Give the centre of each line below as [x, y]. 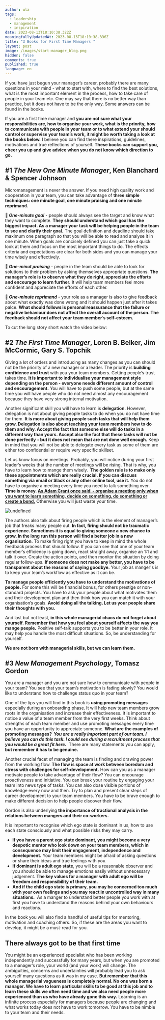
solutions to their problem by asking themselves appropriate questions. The [82, 272]
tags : [11, 14]
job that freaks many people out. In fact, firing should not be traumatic [77, 525]
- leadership [23, 19]
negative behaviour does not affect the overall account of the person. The [82, 312]
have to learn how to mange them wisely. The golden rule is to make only [80, 470]
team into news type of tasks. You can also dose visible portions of [73, 785]
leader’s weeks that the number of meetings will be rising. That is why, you [81, 465]
